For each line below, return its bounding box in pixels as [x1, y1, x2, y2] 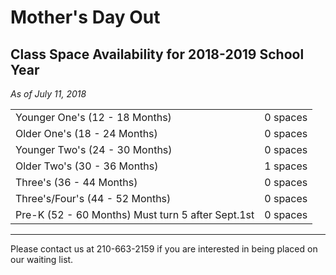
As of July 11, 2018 [10, 88, 87, 100]
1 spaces [264, 159, 308, 173]
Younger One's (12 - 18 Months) [15, 111, 172, 124]
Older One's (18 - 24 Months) [15, 127, 158, 140]
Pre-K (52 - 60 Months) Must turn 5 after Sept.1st [15, 208, 255, 221]
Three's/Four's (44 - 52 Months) [15, 192, 172, 205]
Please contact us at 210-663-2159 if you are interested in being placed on [10, 243, 318, 255]
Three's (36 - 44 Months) [15, 176, 138, 189]
